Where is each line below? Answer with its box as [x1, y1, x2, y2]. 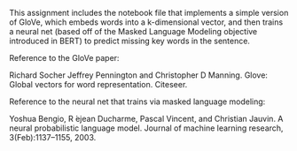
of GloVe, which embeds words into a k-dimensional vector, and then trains [9, 17, 284, 27]
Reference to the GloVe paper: [9, 53, 120, 63]
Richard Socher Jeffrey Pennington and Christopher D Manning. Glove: [9, 70, 269, 80]
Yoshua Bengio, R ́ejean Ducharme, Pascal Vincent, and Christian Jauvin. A [9, 114, 284, 124]
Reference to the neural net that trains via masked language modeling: [9, 96, 266, 107]
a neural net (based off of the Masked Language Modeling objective [9, 26, 258, 36]
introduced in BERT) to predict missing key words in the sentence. [9, 35, 251, 46]
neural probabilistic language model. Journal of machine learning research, [9, 123, 284, 133]
